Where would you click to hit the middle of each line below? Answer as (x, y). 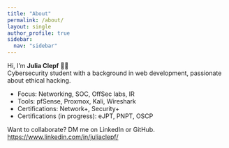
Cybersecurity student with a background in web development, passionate (114, 73)
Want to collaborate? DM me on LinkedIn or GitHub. (81, 130)
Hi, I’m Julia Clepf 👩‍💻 (38, 66)
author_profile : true (39, 33)
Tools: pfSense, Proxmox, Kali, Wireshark (76, 101)
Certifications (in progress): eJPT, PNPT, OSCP (85, 116)
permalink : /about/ (36, 20)
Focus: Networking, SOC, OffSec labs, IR (76, 94)
